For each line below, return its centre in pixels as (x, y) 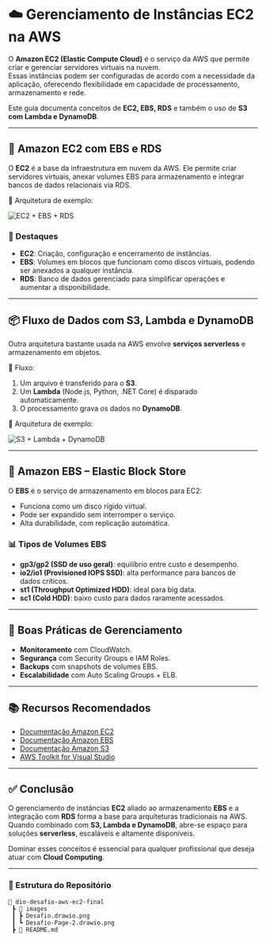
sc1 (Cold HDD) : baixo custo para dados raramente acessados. (122, 598)
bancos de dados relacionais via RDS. (70, 185)
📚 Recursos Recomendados (80, 708)
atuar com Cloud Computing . (56, 857)
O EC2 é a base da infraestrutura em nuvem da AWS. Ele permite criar (123, 168)
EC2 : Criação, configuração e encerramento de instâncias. (116, 253)
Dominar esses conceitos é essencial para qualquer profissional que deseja (131, 849)
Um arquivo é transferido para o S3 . (78, 383)
